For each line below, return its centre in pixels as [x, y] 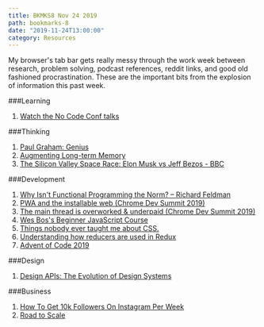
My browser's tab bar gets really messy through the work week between [127, 60]
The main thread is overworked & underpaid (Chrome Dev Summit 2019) [138, 212]
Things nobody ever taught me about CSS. [90, 229]
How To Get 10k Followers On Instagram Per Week [102, 307]
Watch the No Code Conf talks [69, 117]
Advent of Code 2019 [54, 245]
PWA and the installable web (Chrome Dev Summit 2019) [112, 203]
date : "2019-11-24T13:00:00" [56, 30]
